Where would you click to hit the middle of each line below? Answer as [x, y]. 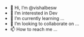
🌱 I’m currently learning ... [37, 18]
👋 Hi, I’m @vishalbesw [33, 8]
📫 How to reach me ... [34, 29]
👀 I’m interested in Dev [34, 13]
